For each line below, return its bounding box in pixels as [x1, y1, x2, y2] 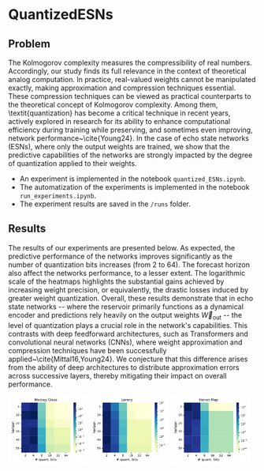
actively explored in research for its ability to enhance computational [8, 117, 231, 126]
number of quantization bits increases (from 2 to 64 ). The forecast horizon [8, 259, 251, 269]
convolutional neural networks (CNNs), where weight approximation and [8, 337, 243, 347]
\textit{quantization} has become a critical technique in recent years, [8, 108, 231, 118]
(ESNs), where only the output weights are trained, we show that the [8, 142, 230, 151]
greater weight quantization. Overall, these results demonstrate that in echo [8, 293, 254, 303]
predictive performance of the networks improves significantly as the [8, 251, 232, 261]
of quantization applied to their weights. [8, 159, 137, 168]
